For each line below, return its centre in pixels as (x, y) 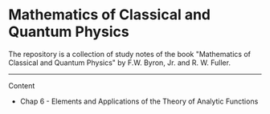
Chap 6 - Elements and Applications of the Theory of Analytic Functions (139, 101)
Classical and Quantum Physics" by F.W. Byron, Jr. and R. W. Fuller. (120, 63)
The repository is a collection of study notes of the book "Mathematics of (130, 54)
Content (22, 85)
